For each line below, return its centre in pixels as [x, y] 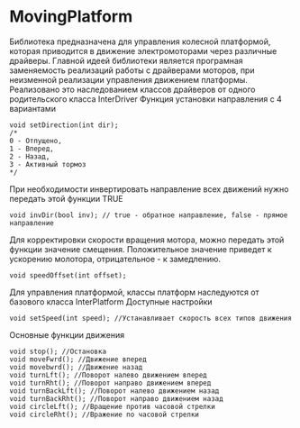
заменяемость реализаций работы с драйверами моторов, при [132, 70]
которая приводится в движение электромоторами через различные [143, 50]
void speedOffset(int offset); [68, 275]
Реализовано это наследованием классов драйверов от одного [132, 89]
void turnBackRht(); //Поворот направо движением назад [116, 398]
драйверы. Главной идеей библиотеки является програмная [126, 60]
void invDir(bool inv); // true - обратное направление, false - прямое [149, 215]
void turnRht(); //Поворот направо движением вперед [110, 383]
